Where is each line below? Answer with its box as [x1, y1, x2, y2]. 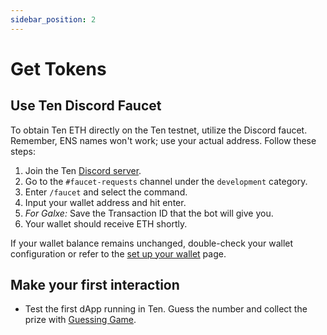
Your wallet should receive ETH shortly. [24, 217, 188, 230]
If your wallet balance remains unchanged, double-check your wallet [10, 237, 294, 249]
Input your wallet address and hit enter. [24, 196, 187, 208]
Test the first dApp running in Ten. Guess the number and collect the [24, 303, 308, 315]
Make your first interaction [10, 277, 180, 294]
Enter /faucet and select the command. [24, 186, 188, 198]
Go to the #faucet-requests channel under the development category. [24, 175, 308, 187]
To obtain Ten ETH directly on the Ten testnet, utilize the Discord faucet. [10, 124, 308, 136]
